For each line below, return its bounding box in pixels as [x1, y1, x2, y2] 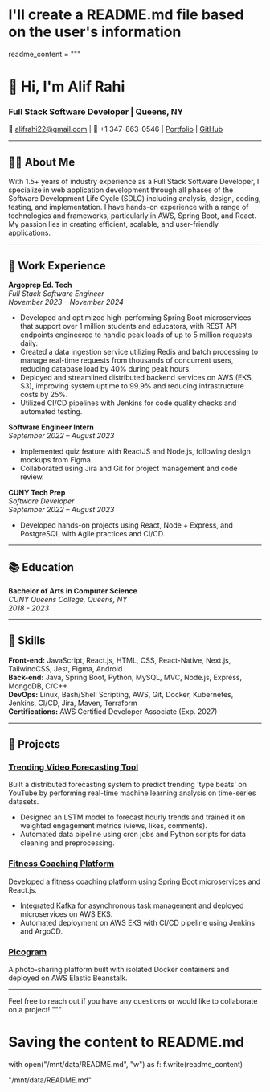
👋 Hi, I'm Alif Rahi [8, 78, 125, 96]
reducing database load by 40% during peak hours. [19, 364, 191, 374]
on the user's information [8, 23, 182, 41]
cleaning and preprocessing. [19, 838, 115, 848]
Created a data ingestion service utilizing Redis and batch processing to [19, 347, 259, 357]
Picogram [8, 946, 47, 958]
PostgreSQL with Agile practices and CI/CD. [19, 529, 166, 539]
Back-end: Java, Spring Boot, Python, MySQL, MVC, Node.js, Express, [8, 672, 243, 682]
